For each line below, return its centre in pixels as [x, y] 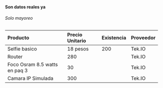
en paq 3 [18, 71]
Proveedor [143, 38]
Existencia [114, 38]
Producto [18, 38]
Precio [75, 35]
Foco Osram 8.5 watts [33, 64]
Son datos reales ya [25, 7]
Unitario [77, 41]
